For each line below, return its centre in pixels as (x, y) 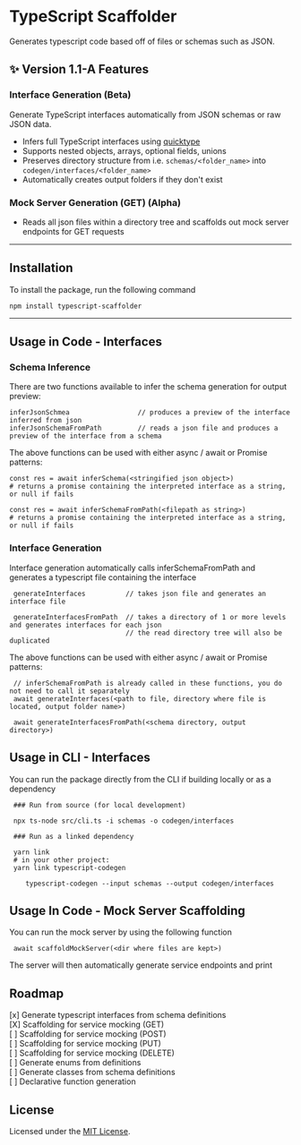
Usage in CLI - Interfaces (80, 758)
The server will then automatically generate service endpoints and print (141, 965)
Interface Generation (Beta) (70, 95)
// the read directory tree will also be (203, 633)
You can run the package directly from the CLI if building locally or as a (140, 779)
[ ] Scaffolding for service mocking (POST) (88, 1034)
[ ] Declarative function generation (73, 1081)
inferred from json (46, 421)
